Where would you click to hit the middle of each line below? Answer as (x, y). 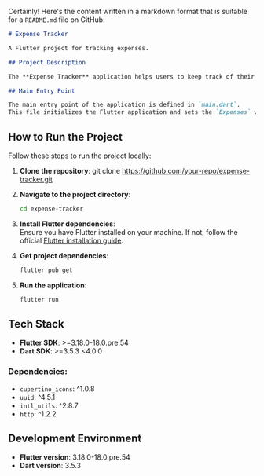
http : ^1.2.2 (38, 414)
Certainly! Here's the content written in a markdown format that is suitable (128, 11)
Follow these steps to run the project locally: (80, 156)
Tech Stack (36, 324)
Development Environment (75, 439)
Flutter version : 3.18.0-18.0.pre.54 (75, 457)
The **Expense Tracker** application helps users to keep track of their (132, 77)
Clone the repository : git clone (70, 170)
